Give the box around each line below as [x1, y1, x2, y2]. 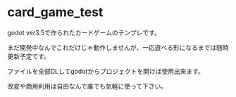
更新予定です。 [7, 52, 51, 60]
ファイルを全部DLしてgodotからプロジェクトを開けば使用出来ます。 [7, 67, 204, 75]
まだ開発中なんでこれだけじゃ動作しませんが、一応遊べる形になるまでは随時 [7, 43, 229, 51]
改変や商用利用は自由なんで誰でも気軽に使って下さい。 [7, 82, 168, 90]
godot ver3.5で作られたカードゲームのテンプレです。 [7, 28, 161, 37]
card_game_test [7, 4, 104, 20]
